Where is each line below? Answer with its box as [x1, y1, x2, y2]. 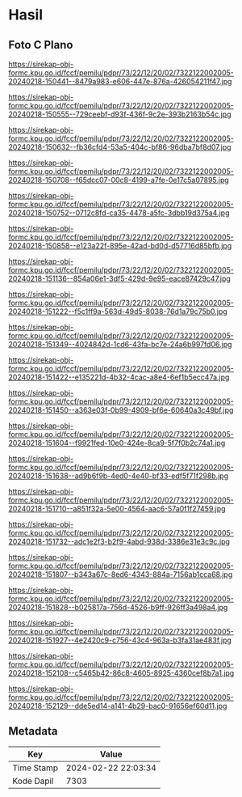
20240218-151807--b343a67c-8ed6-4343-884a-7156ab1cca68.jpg [8, 570, 233, 579]
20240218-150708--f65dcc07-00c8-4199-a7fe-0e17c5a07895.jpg [8, 176, 230, 184]
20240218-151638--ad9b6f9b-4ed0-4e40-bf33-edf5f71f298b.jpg [8, 471, 229, 481]
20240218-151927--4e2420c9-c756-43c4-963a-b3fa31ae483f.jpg [8, 635, 232, 645]
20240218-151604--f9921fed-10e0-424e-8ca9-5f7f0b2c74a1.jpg [8, 439, 226, 447]
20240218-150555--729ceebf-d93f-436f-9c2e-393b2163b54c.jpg [8, 109, 232, 119]
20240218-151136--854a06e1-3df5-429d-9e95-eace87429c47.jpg [8, 273, 232, 283]
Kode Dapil [12, 775, 54, 786]
